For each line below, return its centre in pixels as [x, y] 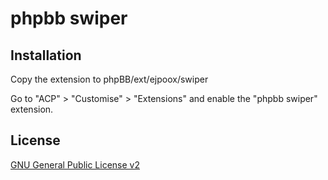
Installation [46, 55]
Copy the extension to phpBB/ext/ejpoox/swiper [109, 79]
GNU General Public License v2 [75, 164]
